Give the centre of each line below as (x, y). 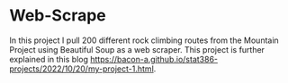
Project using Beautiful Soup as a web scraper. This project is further (137, 49)
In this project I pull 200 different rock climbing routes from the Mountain (144, 40)
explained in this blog (49, 59)
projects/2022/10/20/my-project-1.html (82, 69)
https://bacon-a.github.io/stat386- (154, 59)
